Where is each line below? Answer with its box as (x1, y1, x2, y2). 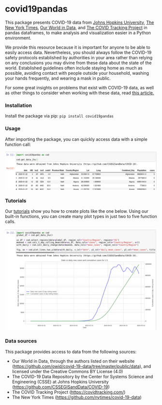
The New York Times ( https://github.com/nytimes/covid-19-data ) (12, 394, 142, 400)
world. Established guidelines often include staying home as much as (5, 65, 143, 71)
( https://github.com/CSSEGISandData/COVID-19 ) (12, 384, 110, 389)
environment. (5, 35, 31, 41)
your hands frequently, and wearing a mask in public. (5, 75, 111, 81)
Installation (5, 102, 32, 109)
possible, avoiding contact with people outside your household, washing (5, 70, 149, 76)
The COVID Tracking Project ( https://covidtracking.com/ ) (12, 389, 126, 395)
